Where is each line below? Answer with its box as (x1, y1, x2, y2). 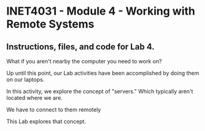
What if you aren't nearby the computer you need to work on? (6, 58, 162, 65)
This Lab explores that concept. (6, 118, 86, 125)
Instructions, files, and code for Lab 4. (6, 41, 155, 52)
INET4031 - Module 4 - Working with (6, 4, 196, 18)
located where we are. (6, 94, 63, 101)
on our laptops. (6, 76, 45, 83)
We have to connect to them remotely (6, 106, 101, 113)
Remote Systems (6, 17, 95, 31)
